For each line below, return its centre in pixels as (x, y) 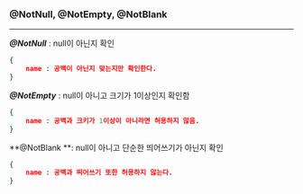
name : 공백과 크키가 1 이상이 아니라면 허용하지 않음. (113, 120)
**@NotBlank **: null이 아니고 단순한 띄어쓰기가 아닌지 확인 (116, 147)
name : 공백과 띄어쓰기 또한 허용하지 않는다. (99, 173)
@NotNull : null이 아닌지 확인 (62, 43)
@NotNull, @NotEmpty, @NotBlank (88, 14)
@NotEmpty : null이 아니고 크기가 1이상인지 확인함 (100, 95)
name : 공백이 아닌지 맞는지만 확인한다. (91, 69)
